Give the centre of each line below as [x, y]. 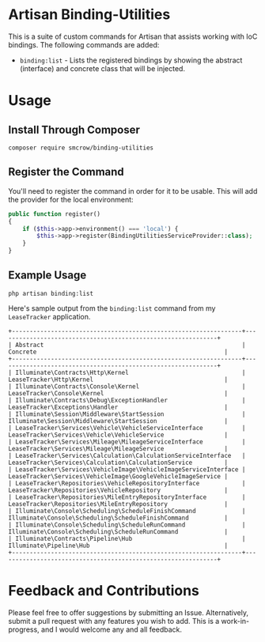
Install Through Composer [74, 129]
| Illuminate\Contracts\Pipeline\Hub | [127, 538]
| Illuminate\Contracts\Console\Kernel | [127, 386]
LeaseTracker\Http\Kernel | [118, 380]
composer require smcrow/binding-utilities [81, 148]
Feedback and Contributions [104, 591]
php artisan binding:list [51, 293]
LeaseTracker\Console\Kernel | [118, 393]
